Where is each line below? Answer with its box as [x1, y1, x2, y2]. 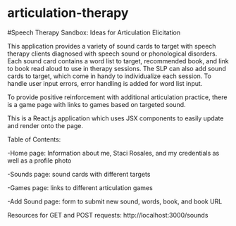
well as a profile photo [7, 156, 72, 165]
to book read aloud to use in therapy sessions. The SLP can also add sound [7, 64, 227, 73]
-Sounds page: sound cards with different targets [7, 170, 151, 178]
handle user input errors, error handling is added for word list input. [7, 79, 203, 87]
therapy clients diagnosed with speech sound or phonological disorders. [7, 49, 218, 58]
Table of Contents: [7, 135, 61, 144]
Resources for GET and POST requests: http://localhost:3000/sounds [7, 211, 209, 219]
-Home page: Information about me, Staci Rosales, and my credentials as [7, 149, 220, 157]
